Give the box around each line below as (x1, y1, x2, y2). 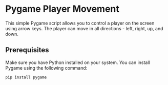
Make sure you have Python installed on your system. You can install (5, 59, 150, 66)
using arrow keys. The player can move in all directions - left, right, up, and (5, 25, 163, 31)
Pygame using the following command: (5, 65, 88, 71)
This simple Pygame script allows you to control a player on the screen (5, 20, 155, 26)
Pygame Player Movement (5, 3, 119, 15)
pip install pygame (5, 75, 47, 80)
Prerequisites (5, 46, 49, 54)
